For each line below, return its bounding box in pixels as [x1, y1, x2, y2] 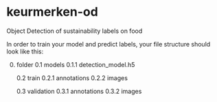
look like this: [6, 47, 44, 55]
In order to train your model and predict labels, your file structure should [6, 40, 211, 48]
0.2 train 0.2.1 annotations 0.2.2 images [16, 73, 128, 82]
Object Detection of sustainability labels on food [6, 27, 143, 35]
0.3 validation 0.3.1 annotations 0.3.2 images [16, 87, 142, 95]
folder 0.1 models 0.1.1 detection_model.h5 [16, 60, 135, 68]
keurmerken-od [6, 4, 99, 20]
